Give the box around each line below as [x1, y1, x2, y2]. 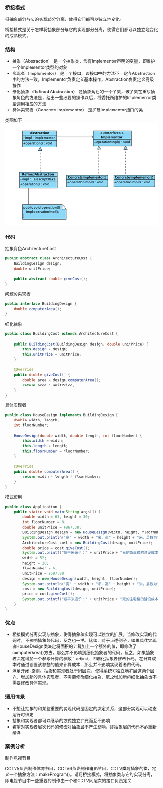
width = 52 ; [22, 556, 47, 561]
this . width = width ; [22, 438, 64, 443]
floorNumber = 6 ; [22, 566, 57, 571]
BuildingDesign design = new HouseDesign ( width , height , [22, 530, 140, 535]
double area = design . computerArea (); [22, 377, 101, 383]
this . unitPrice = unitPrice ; [22, 352, 81, 357]
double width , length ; [14, 418, 60, 423]
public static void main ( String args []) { [14, 510, 101, 514]
